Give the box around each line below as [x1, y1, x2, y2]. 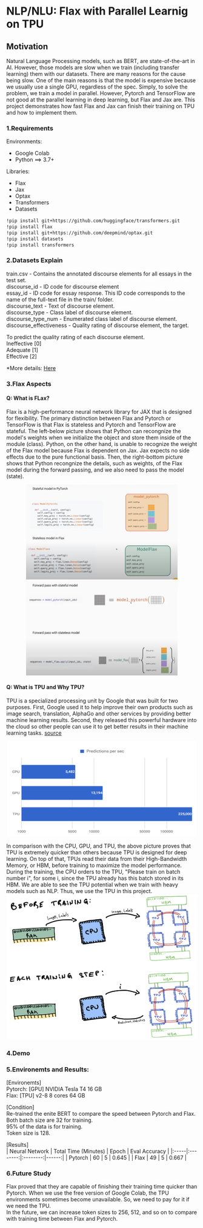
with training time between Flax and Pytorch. [6, 1215, 118, 1223]
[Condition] [6, 1103, 35, 1111]
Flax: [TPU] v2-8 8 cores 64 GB [6, 1091, 85, 1099]
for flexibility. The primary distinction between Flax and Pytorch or [6, 414, 171, 422]
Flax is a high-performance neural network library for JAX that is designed [6, 408, 192, 415]
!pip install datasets [6, 236, 64, 242]
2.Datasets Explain [6, 256, 63, 265]
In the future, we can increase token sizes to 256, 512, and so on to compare [6, 1209, 198, 1216]
